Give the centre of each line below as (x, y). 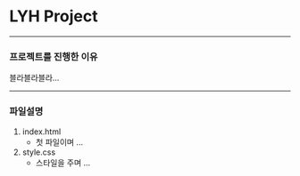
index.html (42, 132)
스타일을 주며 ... (63, 163)
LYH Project (54, 16)
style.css (39, 152)
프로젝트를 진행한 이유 (54, 57)
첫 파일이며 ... (59, 142)
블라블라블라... (34, 78)
